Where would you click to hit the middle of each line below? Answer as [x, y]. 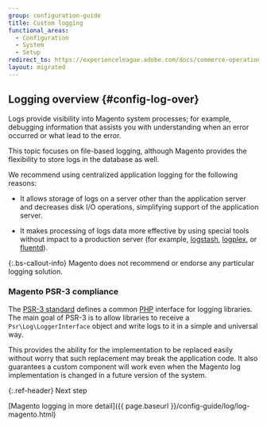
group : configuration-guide [55, 15]
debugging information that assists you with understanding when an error [129, 127]
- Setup [28, 52]
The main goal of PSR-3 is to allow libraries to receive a [99, 317]
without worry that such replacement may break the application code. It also [133, 358]
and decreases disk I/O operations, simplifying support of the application [139, 206]
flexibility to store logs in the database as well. [84, 159]
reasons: [23, 183]
